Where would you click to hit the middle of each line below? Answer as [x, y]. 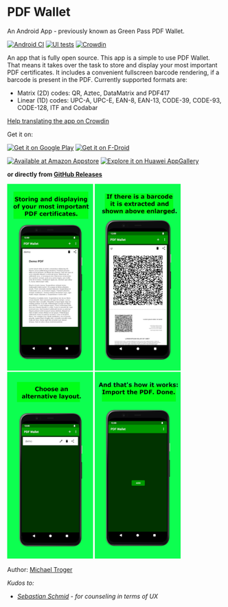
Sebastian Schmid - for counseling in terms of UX [88, 596]
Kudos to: [21, 583]
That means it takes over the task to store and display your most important [112, 65]
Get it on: [20, 134]
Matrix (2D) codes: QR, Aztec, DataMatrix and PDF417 [93, 93]
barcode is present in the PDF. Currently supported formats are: [97, 79]
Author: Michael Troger [40, 569]
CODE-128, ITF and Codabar [57, 107]
